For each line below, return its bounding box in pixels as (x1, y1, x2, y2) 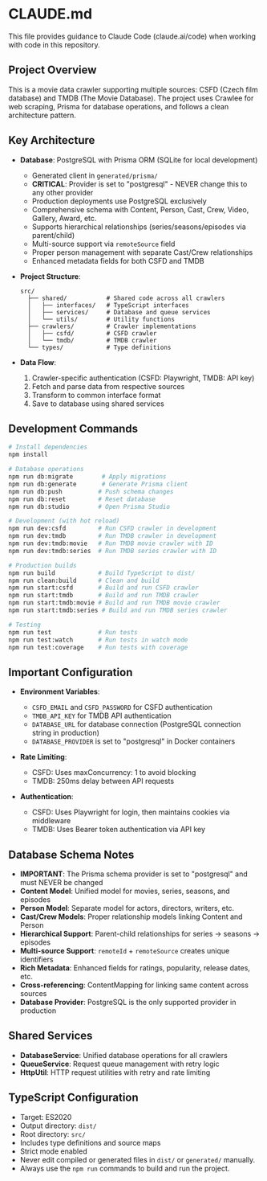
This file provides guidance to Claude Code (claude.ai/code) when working (8, 31, 257, 41)
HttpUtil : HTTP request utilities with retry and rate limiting (19, 1067, 211, 1077)
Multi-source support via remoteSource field (31, 239, 176, 248)
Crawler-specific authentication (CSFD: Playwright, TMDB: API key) (31, 373, 255, 383)
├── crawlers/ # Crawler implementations (27, 322, 196, 330)
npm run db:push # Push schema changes (8, 487, 174, 495)
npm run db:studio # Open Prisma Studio (8, 502, 171, 511)
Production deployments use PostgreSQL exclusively (31, 196, 207, 206)
